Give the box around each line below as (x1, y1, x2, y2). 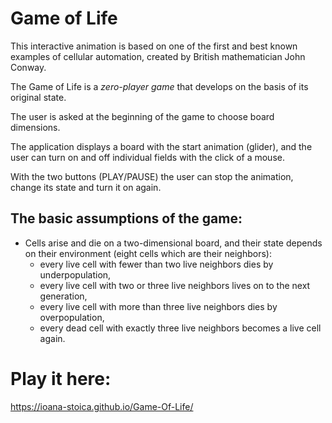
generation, (39, 290, 88, 302)
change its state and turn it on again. (10, 181, 162, 193)
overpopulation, (39, 311, 105, 323)
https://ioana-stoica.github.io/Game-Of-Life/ (10, 400, 194, 412)
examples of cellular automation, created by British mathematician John (10, 50, 306, 62)
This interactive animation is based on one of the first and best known (10, 40, 298, 52)
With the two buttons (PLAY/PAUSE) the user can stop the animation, (10, 170, 294, 182)
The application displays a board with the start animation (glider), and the (10, 140, 313, 152)
